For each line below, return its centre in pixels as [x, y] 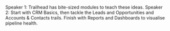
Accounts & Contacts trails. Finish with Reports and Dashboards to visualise [85, 18]
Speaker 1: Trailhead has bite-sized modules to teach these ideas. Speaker [84, 7]
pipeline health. [22, 23]
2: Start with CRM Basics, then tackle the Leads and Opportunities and [80, 12]
